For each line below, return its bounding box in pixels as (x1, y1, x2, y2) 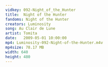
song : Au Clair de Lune (5, 26, 56, 31)
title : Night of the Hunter (5, 12, 67, 17)
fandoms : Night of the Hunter (5, 17, 69, 22)
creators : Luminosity (5, 21, 51, 27)
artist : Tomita (5, 31, 38, 36)
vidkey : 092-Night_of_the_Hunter (5, 7, 76, 13)
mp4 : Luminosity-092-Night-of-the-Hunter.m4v (5, 40, 103, 45)
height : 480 (5, 54, 30, 59)
